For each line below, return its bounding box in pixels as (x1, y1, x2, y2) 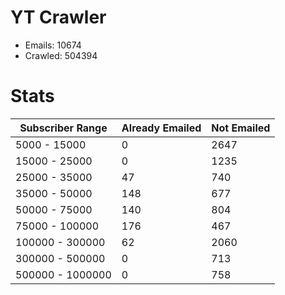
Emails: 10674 (24, 39, 82, 51)
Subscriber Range (19, 121, 108, 135)
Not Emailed (211, 121, 271, 135)
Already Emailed (121, 121, 202, 135)
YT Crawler (10, 6, 107, 29)
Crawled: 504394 (24, 49, 98, 61)
